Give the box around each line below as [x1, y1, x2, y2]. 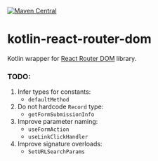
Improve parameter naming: [17, 118, 98, 126]
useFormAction [27, 126, 70, 133]
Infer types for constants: [17, 87, 91, 96]
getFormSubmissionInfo [27, 111, 95, 118]
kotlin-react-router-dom [7, 31, 152, 47]
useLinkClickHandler [27, 134, 88, 141]
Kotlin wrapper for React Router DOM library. [7, 54, 137, 62]
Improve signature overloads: [17, 140, 103, 148]
